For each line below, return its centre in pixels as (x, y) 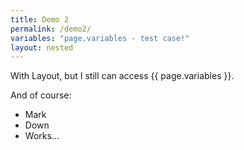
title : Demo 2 (40, 19)
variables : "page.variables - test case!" (100, 38)
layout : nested (42, 47)
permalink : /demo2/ (51, 29)
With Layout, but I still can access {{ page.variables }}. (122, 76)
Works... (42, 136)
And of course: (41, 95)
